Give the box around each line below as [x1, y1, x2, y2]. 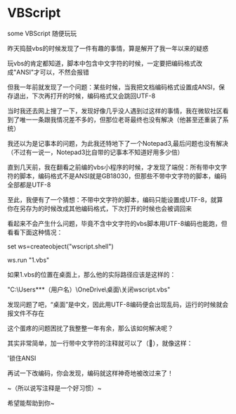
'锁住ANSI [7, 353, 37, 362]
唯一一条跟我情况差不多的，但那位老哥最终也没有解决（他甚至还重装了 [19, 115, 223, 124]
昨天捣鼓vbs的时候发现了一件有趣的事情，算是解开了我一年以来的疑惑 [7, 44, 209, 52]
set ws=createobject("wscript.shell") [7, 241, 114, 251]
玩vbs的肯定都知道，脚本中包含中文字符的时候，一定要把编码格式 [7, 58, 197, 68]
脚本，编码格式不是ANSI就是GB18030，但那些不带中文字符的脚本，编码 [19, 171, 227, 180]
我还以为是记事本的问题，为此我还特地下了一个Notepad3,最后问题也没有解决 [7, 139, 229, 147]
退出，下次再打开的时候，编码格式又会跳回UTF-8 [13, 92, 156, 100]
